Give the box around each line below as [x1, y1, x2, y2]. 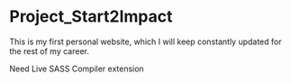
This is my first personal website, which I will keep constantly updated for [9, 36, 282, 47]
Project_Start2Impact [9, 6, 173, 27]
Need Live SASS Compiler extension [9, 63, 144, 74]
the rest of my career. [9, 45, 90, 56]
